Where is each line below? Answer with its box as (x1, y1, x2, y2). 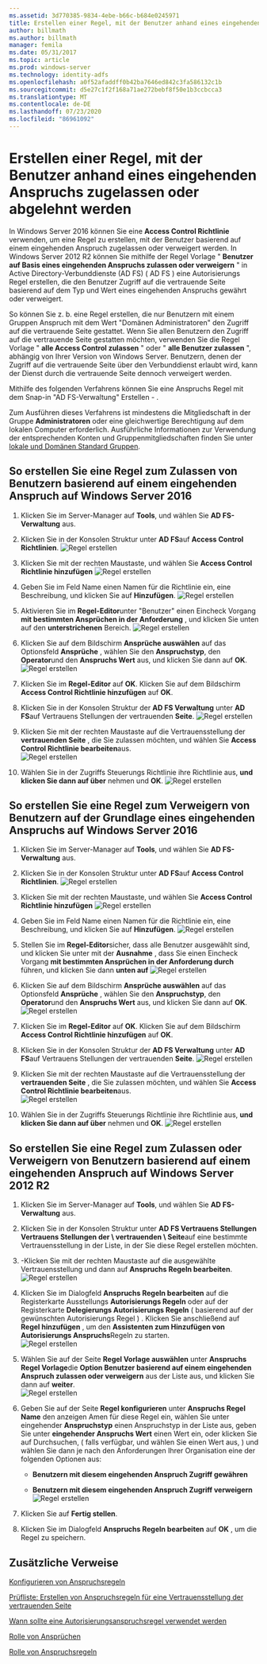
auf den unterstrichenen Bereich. (20, 623, 132, 632)
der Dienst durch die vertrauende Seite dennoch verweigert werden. (9, 368, 232, 378)
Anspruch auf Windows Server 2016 (9, 490, 193, 503)
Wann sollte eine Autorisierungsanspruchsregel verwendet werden (9, 1616, 227, 1626)
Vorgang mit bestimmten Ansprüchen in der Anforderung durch (20, 957, 235, 967)
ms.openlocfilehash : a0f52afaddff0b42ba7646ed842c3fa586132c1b (9, 78, 223, 86)
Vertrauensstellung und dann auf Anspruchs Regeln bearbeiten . (20, 1265, 233, 1274)
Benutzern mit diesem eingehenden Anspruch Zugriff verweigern (32, 1485, 253, 1495)
